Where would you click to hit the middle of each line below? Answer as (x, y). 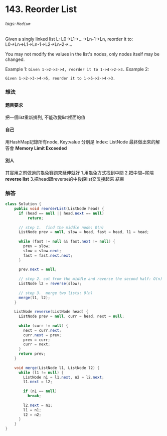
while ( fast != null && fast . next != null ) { (67, 242)
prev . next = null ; (38, 270)
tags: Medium (18, 23)
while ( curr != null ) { (43, 326)
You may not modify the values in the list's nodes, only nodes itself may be (82, 54)
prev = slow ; (37, 246)
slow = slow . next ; (42, 251)
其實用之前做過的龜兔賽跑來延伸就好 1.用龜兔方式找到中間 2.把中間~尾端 (79, 173)
